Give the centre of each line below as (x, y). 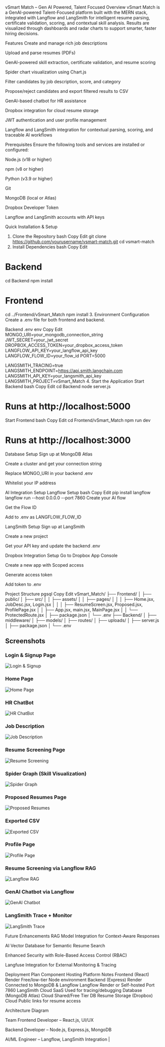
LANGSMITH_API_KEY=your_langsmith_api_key (53, 376)
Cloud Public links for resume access (43, 1001)
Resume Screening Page (35, 750)
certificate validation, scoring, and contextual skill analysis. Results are (77, 23)
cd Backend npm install (29, 280)
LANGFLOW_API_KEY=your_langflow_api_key (52, 350)
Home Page (19, 679)
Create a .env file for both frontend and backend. (55, 320)
